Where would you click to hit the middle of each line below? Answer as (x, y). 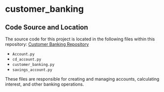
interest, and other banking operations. (45, 84)
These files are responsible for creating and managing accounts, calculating (82, 79)
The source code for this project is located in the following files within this (80, 39)
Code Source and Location (47, 27)
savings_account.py (32, 70)
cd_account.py (27, 60)
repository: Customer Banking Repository (47, 44)
